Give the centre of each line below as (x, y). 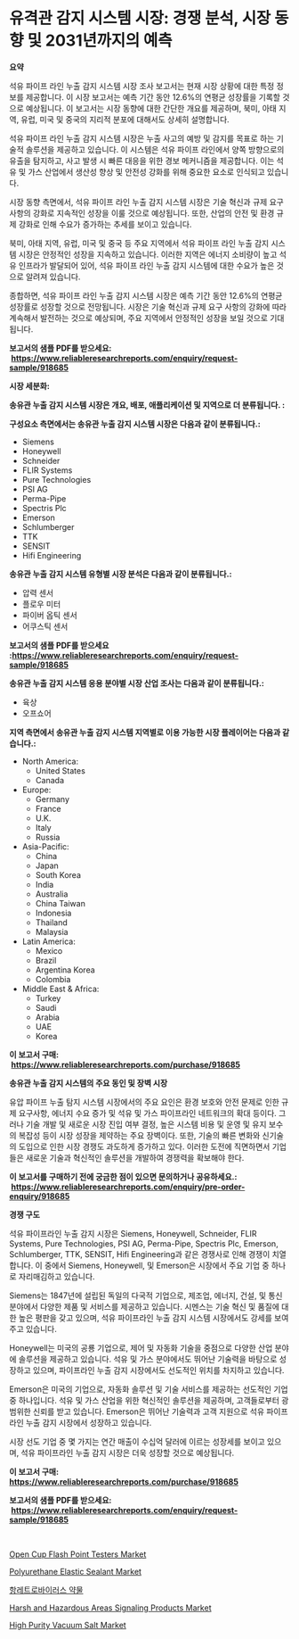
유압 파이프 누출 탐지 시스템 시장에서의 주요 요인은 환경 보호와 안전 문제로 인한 (145, 1102)
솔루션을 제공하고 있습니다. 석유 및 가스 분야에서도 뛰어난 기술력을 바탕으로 (148, 1359)
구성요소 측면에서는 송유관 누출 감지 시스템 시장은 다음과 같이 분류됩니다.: (135, 424)
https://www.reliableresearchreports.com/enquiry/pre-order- (128, 1187)
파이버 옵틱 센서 (49, 615)
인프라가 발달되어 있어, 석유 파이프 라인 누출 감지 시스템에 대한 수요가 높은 (146, 265)
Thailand (52, 922)
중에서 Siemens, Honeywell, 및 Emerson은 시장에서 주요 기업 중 (157, 1265)
